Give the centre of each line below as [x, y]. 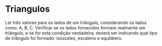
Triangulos [27, 9]
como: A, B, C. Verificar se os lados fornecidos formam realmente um [75, 27]
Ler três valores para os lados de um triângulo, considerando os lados [76, 23]
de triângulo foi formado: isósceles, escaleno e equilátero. [64, 38]
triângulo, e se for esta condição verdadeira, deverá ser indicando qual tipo [81, 33]
